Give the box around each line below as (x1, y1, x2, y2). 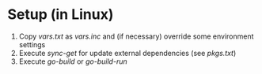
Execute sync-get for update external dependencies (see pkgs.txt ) (18, 48, 237, 57)
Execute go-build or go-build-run (18, 57, 127, 66)
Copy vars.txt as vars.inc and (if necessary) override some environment (18, 31, 254, 41)
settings (18, 39, 46, 49)
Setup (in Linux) (7, 6, 114, 24)
